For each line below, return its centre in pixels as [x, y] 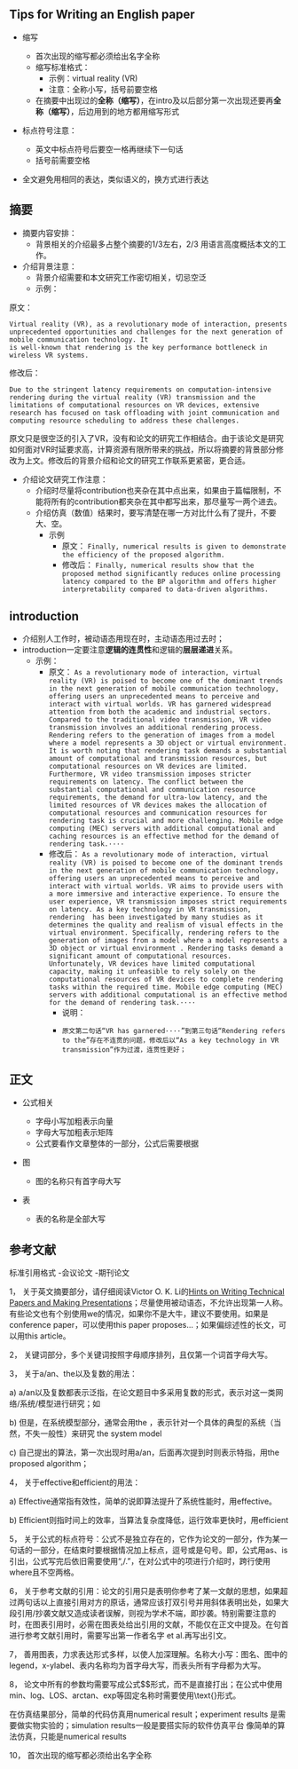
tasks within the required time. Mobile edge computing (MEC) [166, 987]
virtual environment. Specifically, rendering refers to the [164, 933]
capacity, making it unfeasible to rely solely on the [152, 972]
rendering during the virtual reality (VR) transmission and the [132, 397]
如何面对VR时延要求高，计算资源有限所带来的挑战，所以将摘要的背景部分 [143, 449]
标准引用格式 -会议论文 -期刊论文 [70, 1273]
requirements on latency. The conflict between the [146, 782]
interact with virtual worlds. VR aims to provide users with [166, 887]
